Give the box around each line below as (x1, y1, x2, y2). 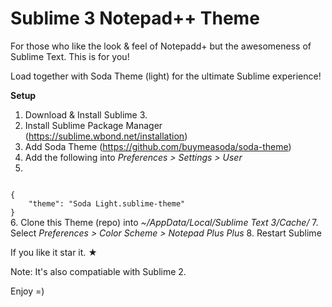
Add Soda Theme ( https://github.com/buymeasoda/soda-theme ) (24, 140, 292, 152)
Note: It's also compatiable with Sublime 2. (10, 265, 187, 277)
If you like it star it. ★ (10, 246, 98, 258)
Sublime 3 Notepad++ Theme (10, 7, 260, 30)
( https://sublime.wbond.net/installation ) (24, 130, 188, 142)
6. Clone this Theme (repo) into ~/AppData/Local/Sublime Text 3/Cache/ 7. (10, 216, 319, 228)
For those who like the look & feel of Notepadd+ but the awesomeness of (10, 40, 312, 52)
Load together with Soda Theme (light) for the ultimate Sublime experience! (10, 70, 322, 82)
